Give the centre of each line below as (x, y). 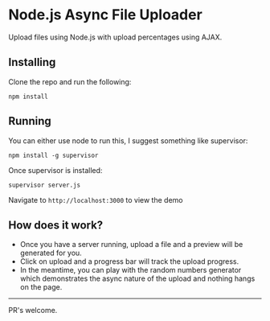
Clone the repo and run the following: (70, 81)
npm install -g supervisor (53, 155)
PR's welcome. (33, 311)
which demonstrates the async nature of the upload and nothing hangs (137, 278)
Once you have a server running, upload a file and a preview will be (131, 245)
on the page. (41, 287)
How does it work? (56, 225)
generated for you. (51, 253)
